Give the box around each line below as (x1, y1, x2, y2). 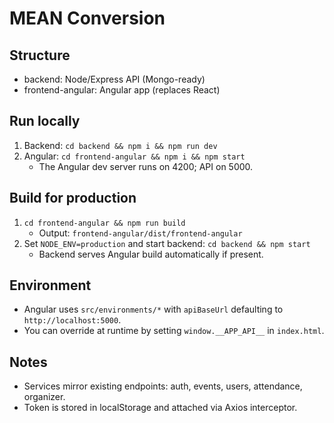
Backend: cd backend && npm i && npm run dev (23, 139, 218, 151)
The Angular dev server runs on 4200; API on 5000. (38, 160, 254, 172)
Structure (9, 47, 71, 64)
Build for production (9, 190, 137, 207)
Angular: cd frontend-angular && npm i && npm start (23, 150, 246, 162)
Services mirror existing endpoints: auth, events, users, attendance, (23, 380, 303, 392)
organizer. (23, 391, 66, 403)
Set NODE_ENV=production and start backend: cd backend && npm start (23, 237, 311, 249)
